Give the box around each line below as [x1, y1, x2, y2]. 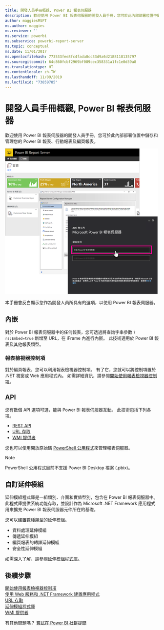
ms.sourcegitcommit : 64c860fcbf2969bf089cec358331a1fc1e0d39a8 [5, 59, 137, 64]
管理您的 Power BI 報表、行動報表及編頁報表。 [5, 138, 99, 144]
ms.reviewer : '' [5, 28, 38, 34]
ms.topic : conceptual [5, 44, 49, 49]
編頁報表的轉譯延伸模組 [12, 539, 60, 545]
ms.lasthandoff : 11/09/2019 [5, 75, 62, 80]
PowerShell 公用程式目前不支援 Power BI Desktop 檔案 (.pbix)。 [5, 465, 133, 471]
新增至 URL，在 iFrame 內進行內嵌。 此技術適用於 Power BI [35, 335, 154, 341]
